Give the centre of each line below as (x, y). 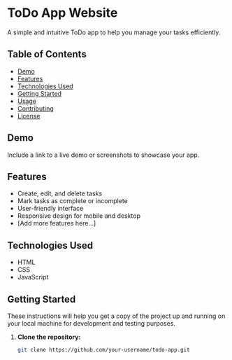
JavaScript (33, 277)
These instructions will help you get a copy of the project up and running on (116, 316)
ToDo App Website (63, 13)
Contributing (35, 108)
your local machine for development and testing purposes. (92, 323)
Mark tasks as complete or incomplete (72, 201)
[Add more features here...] (57, 223)
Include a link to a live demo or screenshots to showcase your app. (103, 155)
